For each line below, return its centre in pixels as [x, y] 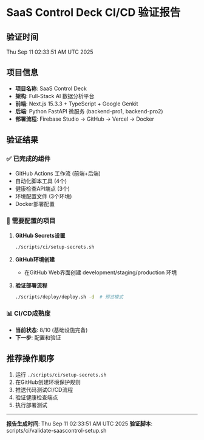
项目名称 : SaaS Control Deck [51, 88]
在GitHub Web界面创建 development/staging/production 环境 [100, 272]
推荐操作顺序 [30, 359]
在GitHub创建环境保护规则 [48, 382]
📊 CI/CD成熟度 [29, 313]
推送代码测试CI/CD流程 [44, 389]
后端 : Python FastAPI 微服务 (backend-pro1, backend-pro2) [89, 111]
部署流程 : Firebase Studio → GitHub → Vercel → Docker [85, 119]
